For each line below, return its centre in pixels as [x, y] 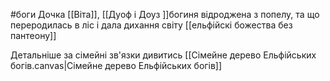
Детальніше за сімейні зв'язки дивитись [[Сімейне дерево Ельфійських [163, 55]
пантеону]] [33, 35]
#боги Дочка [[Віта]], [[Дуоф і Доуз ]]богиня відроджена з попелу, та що [165, 14]
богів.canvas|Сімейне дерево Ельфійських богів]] [116, 65]
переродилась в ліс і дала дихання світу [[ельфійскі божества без [151, 25]
